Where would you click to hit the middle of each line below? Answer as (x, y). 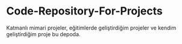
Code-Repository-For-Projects (84, 11)
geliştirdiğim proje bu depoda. (43, 34)
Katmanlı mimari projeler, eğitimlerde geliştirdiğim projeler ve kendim (91, 28)
